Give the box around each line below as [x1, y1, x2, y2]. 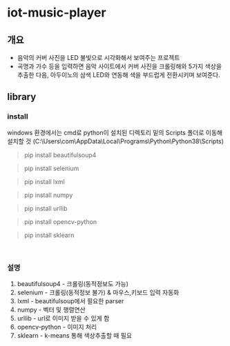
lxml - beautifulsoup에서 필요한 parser [17, 296, 124, 305]
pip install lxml [23, 177, 66, 185]
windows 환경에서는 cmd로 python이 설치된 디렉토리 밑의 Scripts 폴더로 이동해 [7, 128, 223, 136]
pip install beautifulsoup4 [23, 150, 97, 159]
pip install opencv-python [23, 217, 97, 225]
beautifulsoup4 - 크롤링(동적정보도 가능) [17, 279, 129, 287]
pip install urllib [23, 204, 68, 212]
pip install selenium [23, 164, 79, 172]
